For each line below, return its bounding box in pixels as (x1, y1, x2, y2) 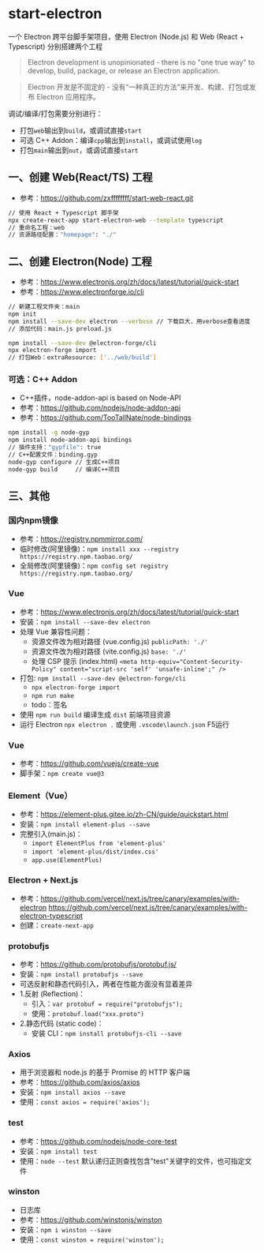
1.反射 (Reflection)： (19, 988, 86, 999)
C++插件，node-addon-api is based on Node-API (19, 393, 181, 403)
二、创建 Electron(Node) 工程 (8, 254, 152, 268)
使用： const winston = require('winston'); (19, 1235, 165, 1244)
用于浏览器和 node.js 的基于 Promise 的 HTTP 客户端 (19, 1067, 191, 1078)
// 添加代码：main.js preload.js (8, 324, 112, 332)
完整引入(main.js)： (19, 830, 83, 839)
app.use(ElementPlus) (31, 857, 102, 864)
